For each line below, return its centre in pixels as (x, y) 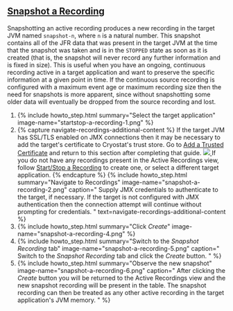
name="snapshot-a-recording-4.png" (71, 233)
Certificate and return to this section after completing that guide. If (116, 152)
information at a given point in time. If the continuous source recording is (111, 80)
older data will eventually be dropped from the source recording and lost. (112, 101)
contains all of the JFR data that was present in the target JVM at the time (112, 43)
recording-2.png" (42, 189)
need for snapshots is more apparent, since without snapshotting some (109, 94)
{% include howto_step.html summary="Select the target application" (116, 115)
